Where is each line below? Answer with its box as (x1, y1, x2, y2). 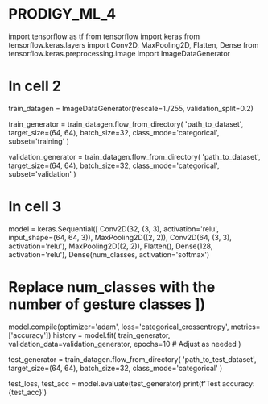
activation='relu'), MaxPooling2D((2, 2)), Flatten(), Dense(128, (8, 241, 213, 251)
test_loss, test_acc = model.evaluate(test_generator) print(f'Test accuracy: (8, 378, 255, 388)
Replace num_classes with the (8, 278, 216, 296)
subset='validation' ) (8, 169, 76, 178)
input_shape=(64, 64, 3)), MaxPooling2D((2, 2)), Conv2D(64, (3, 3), (8, 232, 232, 242)
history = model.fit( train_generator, (52, 330, 171, 339)
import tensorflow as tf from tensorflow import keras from (8, 31, 200, 41)
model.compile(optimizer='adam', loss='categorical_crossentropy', (8, 322, 229, 331)
